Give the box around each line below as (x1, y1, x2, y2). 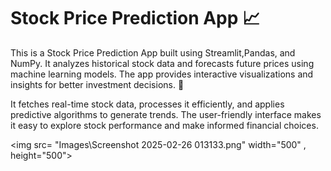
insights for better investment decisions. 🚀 (10, 78, 185, 90)
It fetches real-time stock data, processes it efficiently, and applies (10, 98, 285, 110)
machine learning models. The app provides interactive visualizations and (10, 68, 314, 80)
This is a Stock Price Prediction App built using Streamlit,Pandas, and (10, 46, 296, 59)
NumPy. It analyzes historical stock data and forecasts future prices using (10, 57, 315, 69)
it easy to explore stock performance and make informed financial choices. (10, 119, 319, 131)
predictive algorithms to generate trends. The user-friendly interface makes (10, 108, 322, 120)
